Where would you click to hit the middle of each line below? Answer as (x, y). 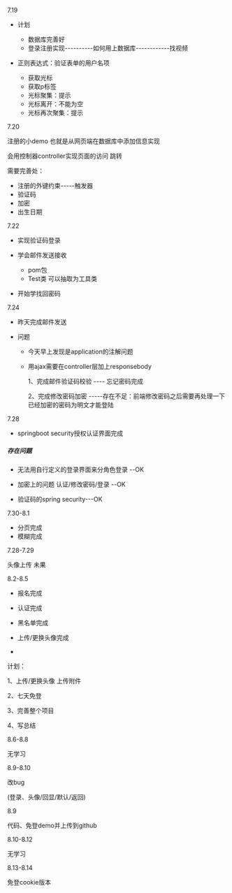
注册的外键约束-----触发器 (55, 186)
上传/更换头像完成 (43, 637)
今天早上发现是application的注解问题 (81, 351)
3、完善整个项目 (31, 710)
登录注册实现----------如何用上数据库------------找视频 (108, 48)
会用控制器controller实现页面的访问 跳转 (65, 156)
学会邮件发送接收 (42, 255)
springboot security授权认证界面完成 (70, 433)
